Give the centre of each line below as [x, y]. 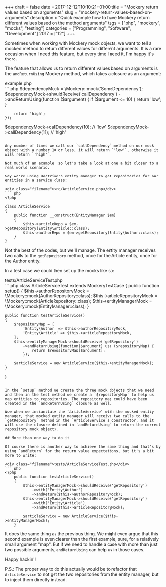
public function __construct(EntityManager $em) [65, 215]
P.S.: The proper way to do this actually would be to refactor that [71, 569]
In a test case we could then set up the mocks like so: [60, 270]
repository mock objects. [32, 429]
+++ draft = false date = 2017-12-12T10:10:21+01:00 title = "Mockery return [82, 7]
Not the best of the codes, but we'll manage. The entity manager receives [81, 250]
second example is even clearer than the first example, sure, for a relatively [82, 539]
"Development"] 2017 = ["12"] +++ [40, 33]
